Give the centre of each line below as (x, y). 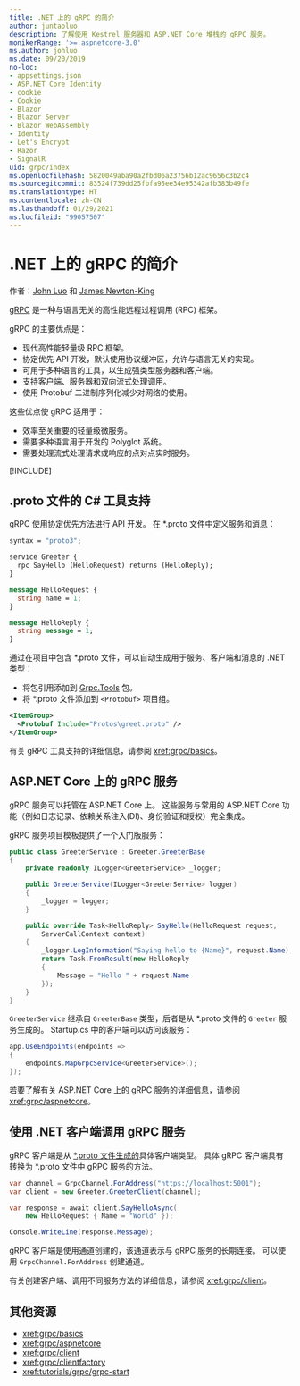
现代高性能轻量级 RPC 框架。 (75, 347)
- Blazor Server (39, 117)
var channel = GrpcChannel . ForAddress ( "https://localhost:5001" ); (135, 1183)
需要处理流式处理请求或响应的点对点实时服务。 (108, 452)
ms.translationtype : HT (54, 192)
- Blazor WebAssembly (50, 126)
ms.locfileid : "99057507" (57, 217)
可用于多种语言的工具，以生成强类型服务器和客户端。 (120, 370)
